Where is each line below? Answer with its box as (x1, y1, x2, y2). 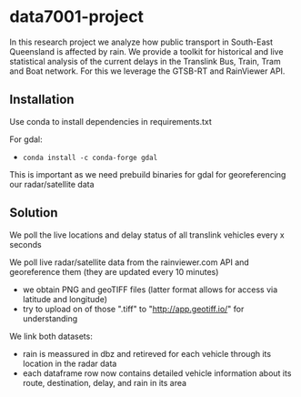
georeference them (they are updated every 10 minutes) (9, 266, 219, 277)
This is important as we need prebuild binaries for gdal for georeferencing (9, 168, 286, 179)
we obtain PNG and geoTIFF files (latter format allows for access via (22, 284, 278, 295)
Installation (9, 92, 75, 107)
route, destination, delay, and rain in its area (22, 377, 187, 388)
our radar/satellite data (9, 178, 95, 189)
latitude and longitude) (22, 293, 107, 304)
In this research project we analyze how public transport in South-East (9, 36, 273, 47)
